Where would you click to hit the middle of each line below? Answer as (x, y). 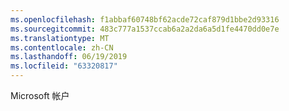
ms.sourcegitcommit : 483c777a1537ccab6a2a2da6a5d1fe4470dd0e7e (145, 29)
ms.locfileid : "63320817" (64, 66)
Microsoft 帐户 (40, 95)
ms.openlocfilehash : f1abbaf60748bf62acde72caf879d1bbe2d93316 (145, 19)
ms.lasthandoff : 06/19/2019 (69, 57)
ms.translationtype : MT (60, 38)
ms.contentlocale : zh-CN (62, 47)
